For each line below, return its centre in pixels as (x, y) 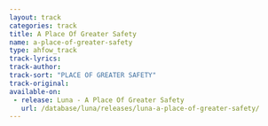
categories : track (43, 26)
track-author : (35, 67)
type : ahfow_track (43, 51)
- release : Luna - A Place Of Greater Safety (99, 100)
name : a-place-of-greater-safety (71, 42)
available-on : (35, 91)
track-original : (39, 83)
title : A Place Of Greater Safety (73, 34)
